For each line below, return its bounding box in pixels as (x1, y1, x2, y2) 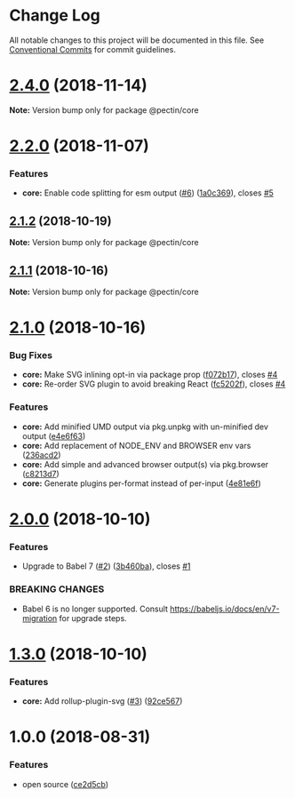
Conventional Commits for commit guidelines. (9, 44, 176, 54)
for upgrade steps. (59, 612, 127, 623)
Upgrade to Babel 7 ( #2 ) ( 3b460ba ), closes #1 (21, 561, 191, 571)
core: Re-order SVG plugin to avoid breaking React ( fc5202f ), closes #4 (21, 379, 286, 389)
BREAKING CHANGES (9, 583, 105, 595)
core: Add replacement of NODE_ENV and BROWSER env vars (21, 440, 251, 451)
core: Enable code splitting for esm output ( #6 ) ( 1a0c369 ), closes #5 (21, 188, 274, 198)
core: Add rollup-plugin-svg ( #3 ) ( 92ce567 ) (21, 696, 183, 706)
